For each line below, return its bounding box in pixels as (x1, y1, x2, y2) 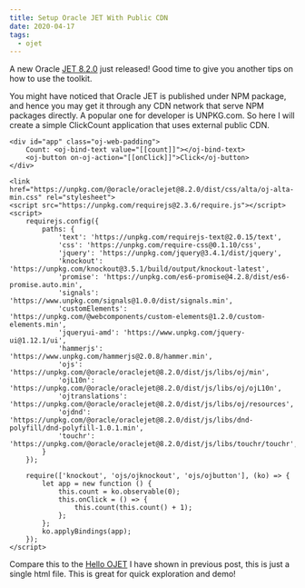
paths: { (42, 224, 75, 234)
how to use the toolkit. (9, 74, 93, 85)
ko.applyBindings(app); (42, 527, 132, 536)
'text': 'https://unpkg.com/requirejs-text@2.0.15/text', (57, 233, 282, 242)
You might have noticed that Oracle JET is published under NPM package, (9, 91, 287, 102)
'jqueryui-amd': (57, 328, 120, 337)
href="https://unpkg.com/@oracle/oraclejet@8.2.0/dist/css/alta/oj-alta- (9, 185, 295, 194)
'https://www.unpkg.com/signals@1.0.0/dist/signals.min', (9, 296, 233, 305)
